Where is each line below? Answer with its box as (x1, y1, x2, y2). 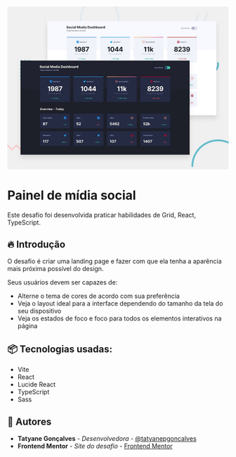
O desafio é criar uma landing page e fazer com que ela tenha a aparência (7, 257, 222, 265)
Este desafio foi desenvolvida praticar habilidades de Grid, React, (7, 211, 197, 219)
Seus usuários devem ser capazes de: (7, 278, 118, 287)
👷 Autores (7, 415, 52, 427)
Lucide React (17, 380, 56, 389)
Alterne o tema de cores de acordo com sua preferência (17, 292, 181, 301)
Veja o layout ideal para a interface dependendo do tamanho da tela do (17, 299, 223, 308)
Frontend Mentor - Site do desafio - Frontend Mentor (17, 442, 173, 450)
